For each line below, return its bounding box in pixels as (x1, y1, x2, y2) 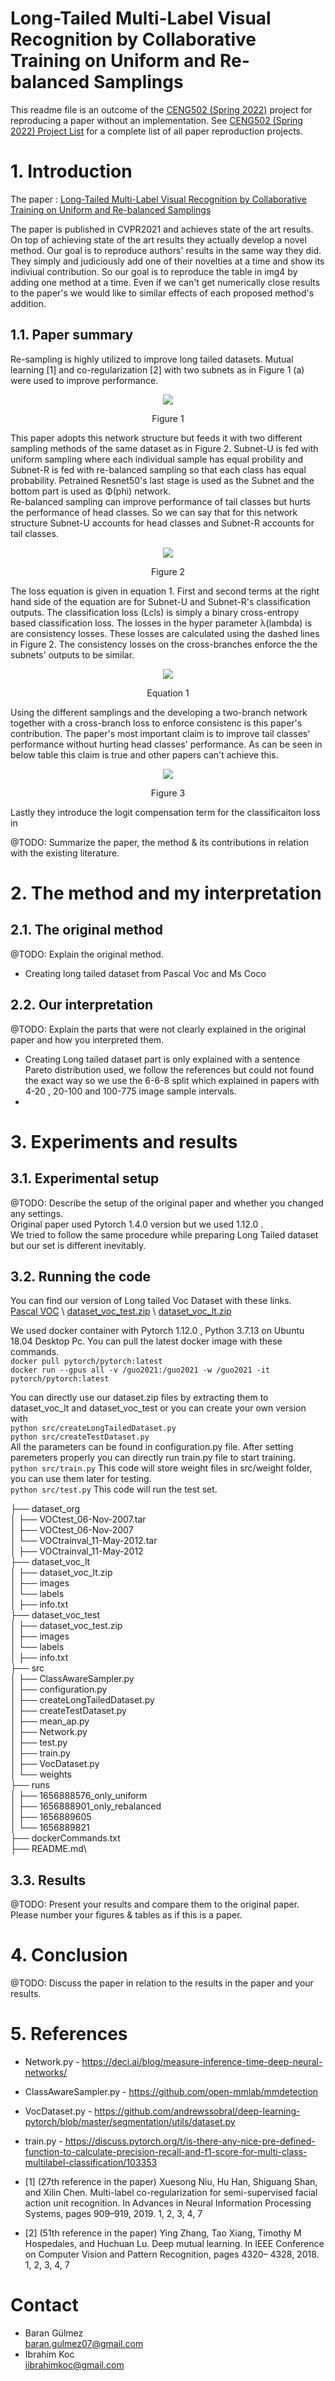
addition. (10, 297, 47, 309)
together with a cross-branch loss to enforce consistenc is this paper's (10, 717, 303, 729)
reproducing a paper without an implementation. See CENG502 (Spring (10, 114, 303, 126)
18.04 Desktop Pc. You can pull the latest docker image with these (10, 1335, 283, 1347)
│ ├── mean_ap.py (10, 1715, 90, 1727)
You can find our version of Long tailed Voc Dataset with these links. (10, 1295, 292, 1307)
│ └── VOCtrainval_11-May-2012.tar (10, 1535, 158, 1547)
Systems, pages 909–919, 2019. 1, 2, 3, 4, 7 (24, 2208, 203, 2219)
